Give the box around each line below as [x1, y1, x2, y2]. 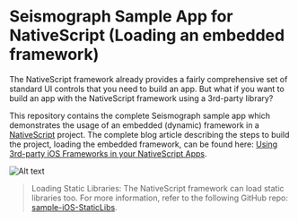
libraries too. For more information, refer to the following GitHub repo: [31, 192, 289, 203]
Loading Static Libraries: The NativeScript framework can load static [31, 183, 285, 193]
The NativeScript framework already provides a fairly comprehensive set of [9, 73, 288, 84]
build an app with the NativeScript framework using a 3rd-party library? [9, 92, 274, 104]
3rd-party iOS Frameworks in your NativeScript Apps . [9, 148, 208, 158]
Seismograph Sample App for [9, 6, 233, 27]
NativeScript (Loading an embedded [9, 25, 285, 46]
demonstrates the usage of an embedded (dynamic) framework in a [9, 119, 260, 131]
